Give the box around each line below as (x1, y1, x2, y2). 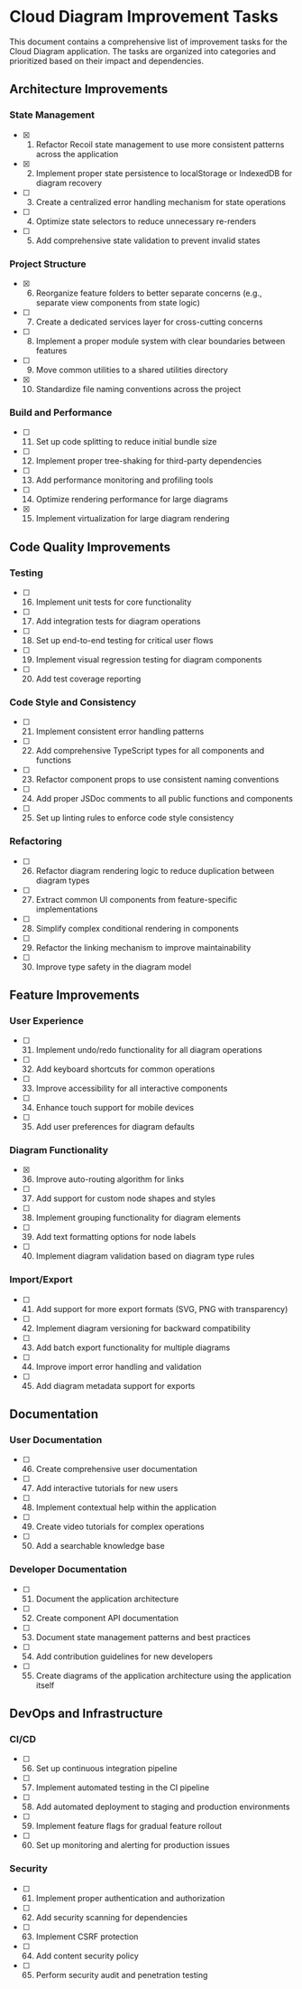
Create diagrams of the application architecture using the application (35, 1670, 291, 1681)
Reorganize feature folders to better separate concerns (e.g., (35, 287, 262, 298)
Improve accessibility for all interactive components (35, 1083, 228, 1094)
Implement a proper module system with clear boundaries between (35, 335, 286, 346)
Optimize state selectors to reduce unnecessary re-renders (35, 215, 257, 227)
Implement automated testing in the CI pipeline (35, 1782, 210, 1793)
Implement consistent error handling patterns (35, 726, 205, 737)
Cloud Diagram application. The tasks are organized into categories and (9, 45, 277, 56)
